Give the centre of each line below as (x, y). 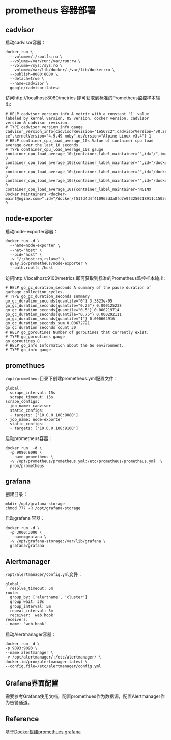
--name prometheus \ (32, 457)
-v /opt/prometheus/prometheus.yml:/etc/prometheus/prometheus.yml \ (86, 461)
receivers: (17, 620)
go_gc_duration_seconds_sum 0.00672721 (48, 323)
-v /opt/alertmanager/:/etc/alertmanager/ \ (53, 657)
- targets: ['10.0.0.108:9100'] (44, 428)
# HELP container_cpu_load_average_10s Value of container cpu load (79, 141)
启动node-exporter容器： (32, 231)
